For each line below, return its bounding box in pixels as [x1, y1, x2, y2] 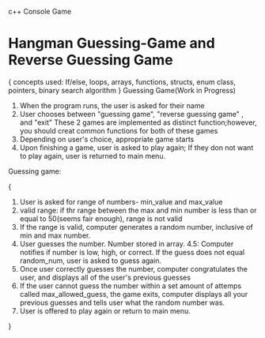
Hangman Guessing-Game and [8, 35, 215, 52]
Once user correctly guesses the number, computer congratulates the [19, 264, 248, 273]
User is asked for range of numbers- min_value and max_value [19, 197, 223, 206]
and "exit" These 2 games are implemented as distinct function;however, [19, 118, 257, 127]
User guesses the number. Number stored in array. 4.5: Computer [19, 238, 234, 248]
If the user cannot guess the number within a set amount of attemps [19, 280, 242, 291]
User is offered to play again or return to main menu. [19, 306, 191, 315]
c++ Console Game [8, 7, 72, 16]
